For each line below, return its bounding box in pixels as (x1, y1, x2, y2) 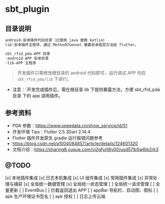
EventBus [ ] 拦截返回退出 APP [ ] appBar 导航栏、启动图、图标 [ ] (25, 187, 158, 193)
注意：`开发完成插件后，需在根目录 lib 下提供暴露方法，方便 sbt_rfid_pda (12, 86, 161, 92)
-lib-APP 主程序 (5, 60, 37, 65)
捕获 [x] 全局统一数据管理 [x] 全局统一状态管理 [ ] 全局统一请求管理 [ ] (13, 181, 155, 187)
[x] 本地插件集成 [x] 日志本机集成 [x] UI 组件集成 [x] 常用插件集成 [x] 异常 (5, 175, 153, 181)
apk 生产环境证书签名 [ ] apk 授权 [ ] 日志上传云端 (5, 194, 106, 199)
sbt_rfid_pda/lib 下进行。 (17, 76, 72, 82)
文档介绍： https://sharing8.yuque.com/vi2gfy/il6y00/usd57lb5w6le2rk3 (12, 147, 159, 153)
